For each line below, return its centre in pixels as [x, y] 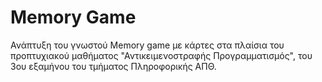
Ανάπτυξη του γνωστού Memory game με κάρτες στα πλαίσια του [147, 45]
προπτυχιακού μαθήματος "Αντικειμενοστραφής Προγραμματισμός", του [161, 55]
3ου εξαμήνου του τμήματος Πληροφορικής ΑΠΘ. [113, 66]
